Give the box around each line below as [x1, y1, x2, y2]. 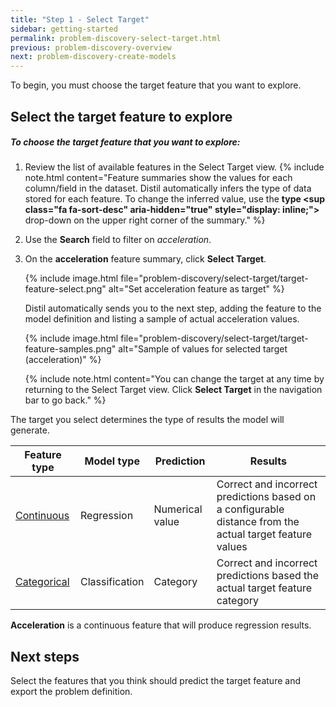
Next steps [10, 648, 80, 665]
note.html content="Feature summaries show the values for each [24, 172, 293, 184]
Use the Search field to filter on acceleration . [24, 234, 212, 246]
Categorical [15, 575, 70, 589]
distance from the [216, 515, 300, 529]
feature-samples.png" [24, 343, 117, 355]
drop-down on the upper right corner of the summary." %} [24, 214, 266, 226]
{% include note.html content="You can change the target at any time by [24, 373, 325, 385]
